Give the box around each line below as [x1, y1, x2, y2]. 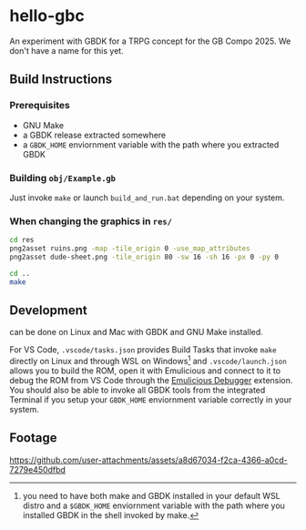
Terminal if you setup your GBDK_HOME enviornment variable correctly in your [9, 394, 292, 405]
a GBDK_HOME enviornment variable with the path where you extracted [22, 138, 280, 150]
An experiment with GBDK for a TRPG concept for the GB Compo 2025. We [9, 36, 291, 46]
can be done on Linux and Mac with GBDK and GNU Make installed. [9, 327, 264, 338]
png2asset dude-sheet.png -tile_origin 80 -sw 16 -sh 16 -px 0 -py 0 [9, 252, 280, 261]
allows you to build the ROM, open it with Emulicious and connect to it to [9, 365, 280, 376]
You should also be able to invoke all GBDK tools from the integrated [9, 384, 266, 396]
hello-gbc [9, 5, 85, 26]
